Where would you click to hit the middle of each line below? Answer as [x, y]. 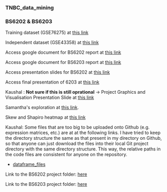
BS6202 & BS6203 [29, 21]
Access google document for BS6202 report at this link [63, 52]
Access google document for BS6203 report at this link [63, 62]
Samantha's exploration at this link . [42, 108]
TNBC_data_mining [30, 8]
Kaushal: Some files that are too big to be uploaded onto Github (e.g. [77, 127]
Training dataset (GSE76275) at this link [47, 33]
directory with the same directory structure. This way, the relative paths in [83, 149]
